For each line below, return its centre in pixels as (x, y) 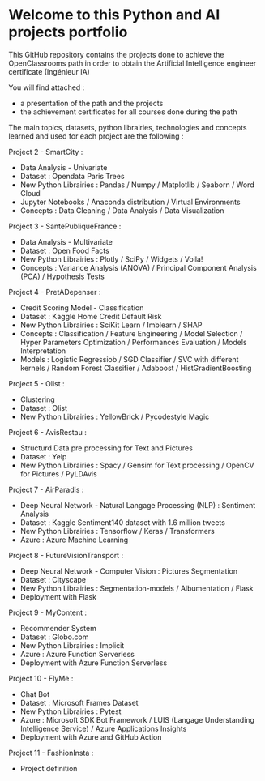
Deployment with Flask (58, 596)
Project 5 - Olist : (36, 383)
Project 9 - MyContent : (48, 612)
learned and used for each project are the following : (96, 136)
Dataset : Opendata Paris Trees (72, 176)
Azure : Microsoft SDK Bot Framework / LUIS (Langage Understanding (137, 719)
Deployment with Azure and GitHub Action (91, 737)
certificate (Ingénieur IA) (49, 71)
